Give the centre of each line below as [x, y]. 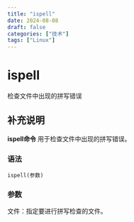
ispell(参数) [26, 176]
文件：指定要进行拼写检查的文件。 [57, 211]
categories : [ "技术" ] [38, 34]
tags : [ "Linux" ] [31, 40]
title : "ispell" [31, 14]
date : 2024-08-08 [33, 21]
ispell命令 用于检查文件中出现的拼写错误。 [69, 138]
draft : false [27, 27]
